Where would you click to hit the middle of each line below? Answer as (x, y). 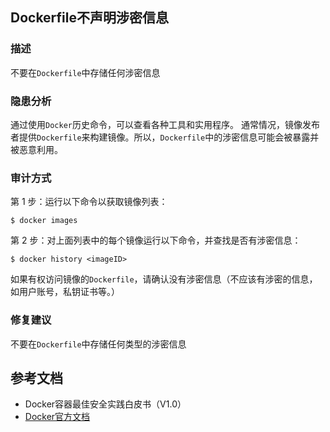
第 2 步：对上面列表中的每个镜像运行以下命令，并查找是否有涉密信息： (156, 240)
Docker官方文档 (57, 417)
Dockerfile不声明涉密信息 (90, 18)
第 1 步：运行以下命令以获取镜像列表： (89, 202)
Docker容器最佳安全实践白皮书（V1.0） (105, 404)
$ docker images (44, 221)
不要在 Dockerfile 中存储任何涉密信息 (85, 72)
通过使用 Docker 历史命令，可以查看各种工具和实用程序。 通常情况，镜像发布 (165, 124)
